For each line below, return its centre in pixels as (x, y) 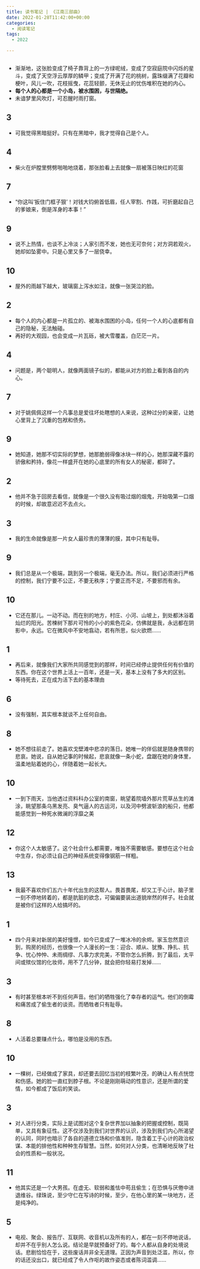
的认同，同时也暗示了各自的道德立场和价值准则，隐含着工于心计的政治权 (104, 1138)
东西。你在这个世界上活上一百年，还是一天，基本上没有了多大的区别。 (102, 672)
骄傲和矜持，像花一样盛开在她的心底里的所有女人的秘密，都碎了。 (96, 462)
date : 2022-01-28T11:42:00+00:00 (48, 17)
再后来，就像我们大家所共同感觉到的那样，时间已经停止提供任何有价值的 (104, 665)
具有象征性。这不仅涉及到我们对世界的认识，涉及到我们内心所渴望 (112, 1131)
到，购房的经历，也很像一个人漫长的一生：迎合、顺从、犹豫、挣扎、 (99, 947)
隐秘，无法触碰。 (47, 328)
